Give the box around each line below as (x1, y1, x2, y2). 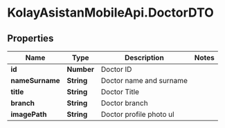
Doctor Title (100, 87, 140, 96)
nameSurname (10, 76, 60, 85)
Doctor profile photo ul (100, 109, 174, 119)
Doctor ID (100, 64, 132, 74)
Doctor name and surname (100, 76, 188, 85)
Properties (7, 33, 54, 44)
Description (124, 53, 164, 62)
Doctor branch (100, 98, 148, 108)
